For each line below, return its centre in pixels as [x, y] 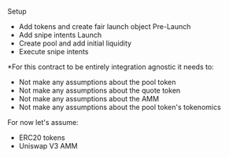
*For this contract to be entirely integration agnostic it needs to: [111, 67]
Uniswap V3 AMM [48, 146]
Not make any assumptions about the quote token [100, 90]
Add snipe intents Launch [60, 35]
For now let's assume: [43, 122]
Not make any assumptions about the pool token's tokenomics [120, 107]
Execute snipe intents [54, 51]
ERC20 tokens [42, 138]
